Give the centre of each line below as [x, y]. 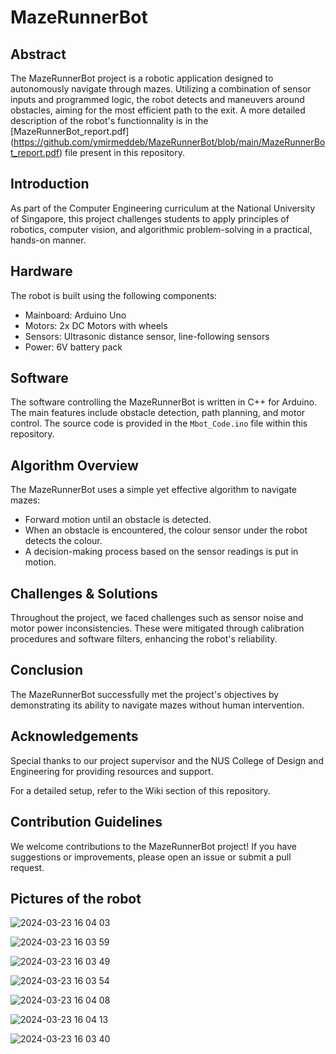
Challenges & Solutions [84, 593]
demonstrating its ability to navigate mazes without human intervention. [157, 705]
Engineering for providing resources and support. [112, 771]
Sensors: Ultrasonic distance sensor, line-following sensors [147, 336]
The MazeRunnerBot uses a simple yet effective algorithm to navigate [154, 490]
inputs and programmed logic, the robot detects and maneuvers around [157, 99]
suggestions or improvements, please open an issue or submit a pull [151, 857]
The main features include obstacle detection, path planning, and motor [158, 413]
